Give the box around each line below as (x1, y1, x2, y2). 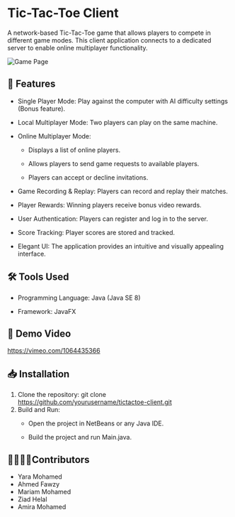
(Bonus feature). (17, 104, 66, 113)
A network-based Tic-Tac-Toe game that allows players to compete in (7, 28, 211, 37)
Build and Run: (17, 406, 60, 414)
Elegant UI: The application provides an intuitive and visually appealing (17, 241, 224, 250)
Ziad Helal (17, 495, 47, 504)
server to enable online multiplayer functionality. (7, 43, 148, 52)
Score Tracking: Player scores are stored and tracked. (17, 228, 176, 236)
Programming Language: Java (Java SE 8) (17, 293, 141, 302)
